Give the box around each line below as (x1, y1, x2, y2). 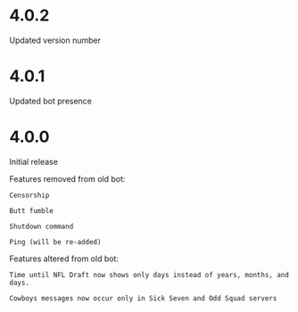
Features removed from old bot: (9, 173, 126, 184)
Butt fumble (9, 206, 54, 215)
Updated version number (9, 35, 101, 45)
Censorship (9, 191, 50, 200)
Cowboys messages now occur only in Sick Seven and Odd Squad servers (9, 293, 277, 303)
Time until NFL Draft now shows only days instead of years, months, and (9, 270, 290, 279)
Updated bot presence (9, 95, 92, 106)
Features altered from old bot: (9, 253, 119, 264)
